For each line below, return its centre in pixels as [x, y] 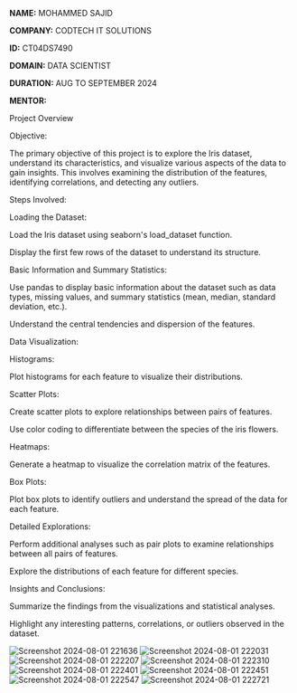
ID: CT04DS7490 [42, 48]
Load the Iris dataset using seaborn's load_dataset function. [121, 235]
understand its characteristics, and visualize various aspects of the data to [148, 163]
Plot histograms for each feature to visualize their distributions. [126, 376]
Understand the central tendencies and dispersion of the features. [132, 324]
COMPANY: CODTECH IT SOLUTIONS [80, 30]
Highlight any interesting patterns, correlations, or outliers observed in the [147, 624]
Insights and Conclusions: [57, 589]
